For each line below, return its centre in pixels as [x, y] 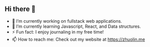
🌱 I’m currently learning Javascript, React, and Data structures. [76, 26]
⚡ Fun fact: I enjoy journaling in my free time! [58, 32]
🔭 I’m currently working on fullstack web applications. [67, 21]
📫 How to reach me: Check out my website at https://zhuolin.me [78, 39]
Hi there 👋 [20, 9]
